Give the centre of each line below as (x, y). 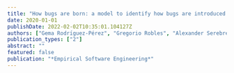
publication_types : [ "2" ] (45, 40)
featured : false (31, 53)
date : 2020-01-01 (32, 20)
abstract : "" (26, 46)
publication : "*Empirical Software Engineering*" (81, 59)
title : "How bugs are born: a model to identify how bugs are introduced (117, 14)
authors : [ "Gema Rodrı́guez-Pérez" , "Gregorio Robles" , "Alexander (106, 33)
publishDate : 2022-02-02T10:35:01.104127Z (70, 26)
